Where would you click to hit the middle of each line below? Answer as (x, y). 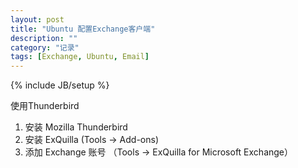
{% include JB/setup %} (60, 85)
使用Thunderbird (45, 106)
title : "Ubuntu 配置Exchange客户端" (83, 29)
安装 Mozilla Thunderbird (76, 127)
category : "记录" (45, 47)
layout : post (37, 19)
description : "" (44, 38)
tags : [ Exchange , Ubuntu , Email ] (80, 57)
